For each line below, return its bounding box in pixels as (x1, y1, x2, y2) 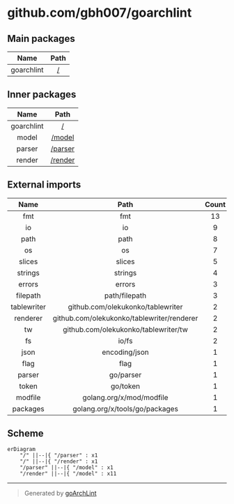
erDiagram (7, 446, 36, 453)
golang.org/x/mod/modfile (82, 392, 169, 402)
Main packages (7, 33, 75, 45)
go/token (110, 381, 141, 391)
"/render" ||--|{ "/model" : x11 (19, 471, 117, 478)
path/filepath (104, 291, 147, 300)
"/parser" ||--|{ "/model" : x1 (19, 464, 114, 471)
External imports (7, 179, 81, 191)
